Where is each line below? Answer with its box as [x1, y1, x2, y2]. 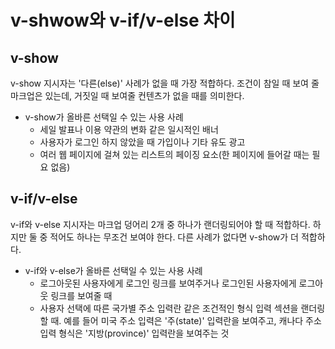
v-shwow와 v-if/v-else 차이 [10, 9, 236, 32]
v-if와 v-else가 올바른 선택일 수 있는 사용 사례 [24, 264, 203, 276]
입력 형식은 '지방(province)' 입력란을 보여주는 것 [39, 327, 230, 339]
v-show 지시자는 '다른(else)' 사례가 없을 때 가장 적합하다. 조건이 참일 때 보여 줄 [10, 77, 320, 89]
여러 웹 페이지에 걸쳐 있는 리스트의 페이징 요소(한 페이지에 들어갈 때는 [39, 149, 310, 160]
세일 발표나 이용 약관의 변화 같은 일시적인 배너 [39, 124, 219, 135]
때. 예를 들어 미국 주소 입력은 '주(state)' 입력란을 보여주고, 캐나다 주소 [50, 314, 322, 326]
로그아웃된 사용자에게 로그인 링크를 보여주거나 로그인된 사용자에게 [39, 277, 297, 289]
